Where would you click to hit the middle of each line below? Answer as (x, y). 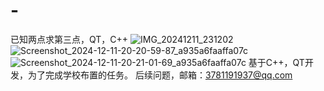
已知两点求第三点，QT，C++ (69, 39)
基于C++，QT (276, 62)
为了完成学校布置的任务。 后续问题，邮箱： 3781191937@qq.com (160, 75)
